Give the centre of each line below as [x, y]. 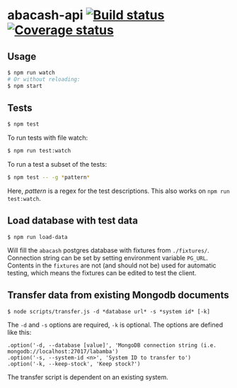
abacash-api [45, 15]
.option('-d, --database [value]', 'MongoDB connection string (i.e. [112, 345]
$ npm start [25, 86]
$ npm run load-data [38, 237]
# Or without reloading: [44, 79]
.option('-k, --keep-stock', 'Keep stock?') [74, 364]
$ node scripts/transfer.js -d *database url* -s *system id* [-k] [109, 311]
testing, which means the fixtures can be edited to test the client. [102, 272]
